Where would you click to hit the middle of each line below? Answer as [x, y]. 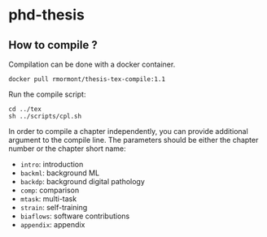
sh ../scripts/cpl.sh [45, 116]
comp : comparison [50, 190]
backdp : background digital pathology [82, 181]
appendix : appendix [53, 224]
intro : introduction [52, 164]
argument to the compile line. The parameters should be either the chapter [133, 140]
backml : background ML [60, 173]
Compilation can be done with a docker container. [92, 64]
